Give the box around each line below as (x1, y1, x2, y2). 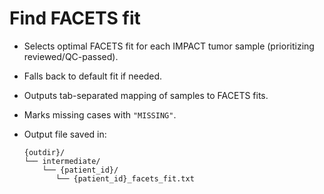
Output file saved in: (23, 128, 107, 140)
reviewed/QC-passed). (23, 50, 119, 62)
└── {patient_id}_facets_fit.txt (55, 173, 195, 184)
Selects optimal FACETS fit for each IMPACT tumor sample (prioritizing (23, 40, 315, 52)
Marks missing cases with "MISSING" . (23, 108, 177, 121)
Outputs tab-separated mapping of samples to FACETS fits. (23, 89, 269, 101)
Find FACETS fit (9, 7, 141, 30)
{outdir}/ (23, 147, 66, 157)
